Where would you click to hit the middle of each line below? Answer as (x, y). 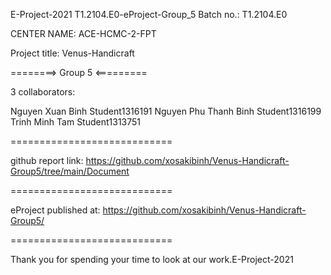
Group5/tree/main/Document (70, 171)
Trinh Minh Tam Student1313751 (76, 122)
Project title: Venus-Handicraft (72, 53)
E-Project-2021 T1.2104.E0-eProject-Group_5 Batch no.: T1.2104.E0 (149, 14)
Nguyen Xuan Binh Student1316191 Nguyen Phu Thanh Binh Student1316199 (166, 111)
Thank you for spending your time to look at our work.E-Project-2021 (152, 259)
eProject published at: (55, 210)
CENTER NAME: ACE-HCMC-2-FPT (83, 33)
